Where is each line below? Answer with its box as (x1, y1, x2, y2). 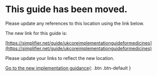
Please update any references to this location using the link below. (5, 20, 144, 26)
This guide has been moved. (5, 4, 127, 15)
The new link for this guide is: (5, 30, 67, 36)
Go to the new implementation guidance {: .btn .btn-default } (5, 65, 131, 71)
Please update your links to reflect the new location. (5, 55, 115, 61)
